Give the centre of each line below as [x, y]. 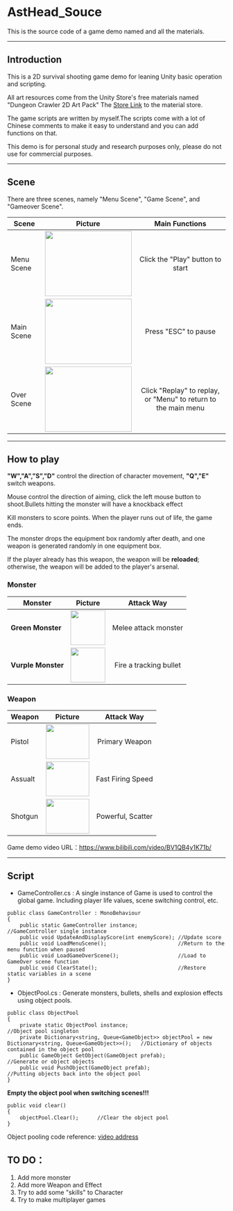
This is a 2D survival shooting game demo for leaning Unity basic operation [115, 76]
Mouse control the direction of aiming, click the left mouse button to [104, 497]
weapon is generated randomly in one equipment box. [84, 546]
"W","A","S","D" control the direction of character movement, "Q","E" [108, 476]
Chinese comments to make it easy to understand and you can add [103, 125]
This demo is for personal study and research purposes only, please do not [114, 146]
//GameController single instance [57, 931]
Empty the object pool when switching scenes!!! [78, 1093]
